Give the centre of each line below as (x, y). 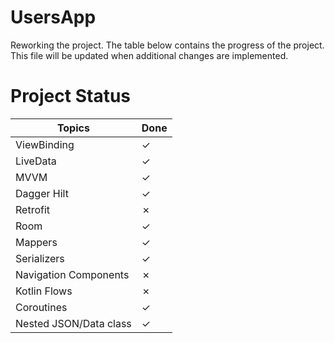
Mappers (36, 242)
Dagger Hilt (42, 193)
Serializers (40, 258)
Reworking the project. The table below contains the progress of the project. (167, 45)
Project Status (71, 96)
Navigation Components (72, 274)
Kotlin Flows (44, 291)
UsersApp (53, 17)
